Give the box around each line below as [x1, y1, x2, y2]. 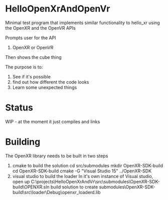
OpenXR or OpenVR [12, 44, 54, 50]
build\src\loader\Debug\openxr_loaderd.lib [12, 189, 101, 195]
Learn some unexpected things [12, 84, 77, 90]
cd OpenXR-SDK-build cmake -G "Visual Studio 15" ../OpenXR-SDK [12, 168, 152, 174]
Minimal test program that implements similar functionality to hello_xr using [5, 20, 160, 26]
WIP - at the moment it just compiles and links [5, 119, 100, 125]
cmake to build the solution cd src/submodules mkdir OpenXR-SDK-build [12, 162, 163, 168]
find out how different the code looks [12, 79, 89, 85]
